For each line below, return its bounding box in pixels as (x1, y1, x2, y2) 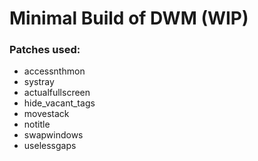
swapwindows (23, 129, 84, 141)
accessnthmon (23, 65, 86, 77)
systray (23, 76, 55, 88)
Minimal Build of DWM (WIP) (9, 7, 249, 30)
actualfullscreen (23, 87, 91, 99)
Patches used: (9, 43, 81, 57)
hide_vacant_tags (23, 97, 96, 109)
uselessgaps (23, 140, 77, 152)
